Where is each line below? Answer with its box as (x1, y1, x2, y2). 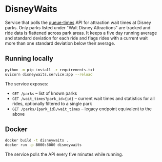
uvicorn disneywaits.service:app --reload (5, 72, 93, 77)
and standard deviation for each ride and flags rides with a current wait (5, 35, 148, 41)
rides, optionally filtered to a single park (12, 101, 92, 106)
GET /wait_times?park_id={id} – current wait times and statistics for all (12, 95, 155, 101)
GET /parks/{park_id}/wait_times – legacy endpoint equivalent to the (12, 106, 152, 112)
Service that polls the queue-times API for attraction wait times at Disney (5, 20, 151, 25)
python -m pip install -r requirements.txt (5, 67, 95, 72)
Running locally (5, 55, 54, 63)
